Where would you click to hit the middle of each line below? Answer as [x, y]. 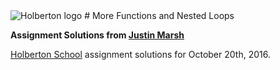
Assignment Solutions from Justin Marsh [97, 35]
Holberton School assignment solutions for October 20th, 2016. [140, 54]
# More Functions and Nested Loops [159, 15]
